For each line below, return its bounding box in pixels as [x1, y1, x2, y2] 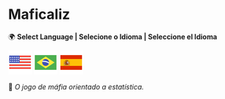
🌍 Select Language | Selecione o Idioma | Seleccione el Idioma [8, 31, 218, 41]
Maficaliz [8, 5, 71, 24]
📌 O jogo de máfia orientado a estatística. [8, 82, 144, 91]
